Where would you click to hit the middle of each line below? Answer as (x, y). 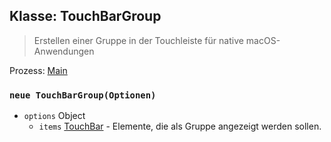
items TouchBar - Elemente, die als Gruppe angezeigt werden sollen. (180, 126)
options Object (54, 116)
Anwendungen (64, 51)
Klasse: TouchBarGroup (85, 16)
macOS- (263, 40)
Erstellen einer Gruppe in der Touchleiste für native (138, 40)
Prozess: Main (38, 70)
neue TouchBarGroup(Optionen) (83, 95)
